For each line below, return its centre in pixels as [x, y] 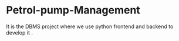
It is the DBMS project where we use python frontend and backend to [90, 26]
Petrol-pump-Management [73, 10]
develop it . [20, 32]
